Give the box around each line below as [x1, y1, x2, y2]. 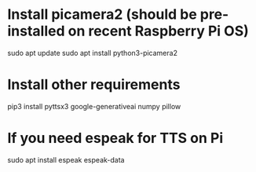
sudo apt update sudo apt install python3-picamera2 [7, 48, 178, 57]
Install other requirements [7, 76, 181, 93]
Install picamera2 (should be [7, 5, 197, 24]
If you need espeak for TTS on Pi [7, 130, 224, 147]
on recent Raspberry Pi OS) [68, 22, 249, 40]
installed [7, 22, 65, 40]
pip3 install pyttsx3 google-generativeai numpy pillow [7, 101, 181, 111]
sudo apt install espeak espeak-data [7, 155, 125, 164]
